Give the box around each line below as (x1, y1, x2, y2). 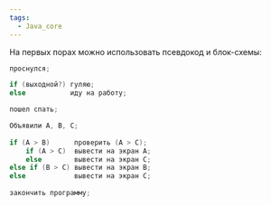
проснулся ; (9, 64, 51, 73)
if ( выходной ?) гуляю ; (9, 80, 95, 89)
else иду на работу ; (9, 89, 127, 98)
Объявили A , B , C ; (9, 121, 79, 130)
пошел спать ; (9, 105, 59, 114)
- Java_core (17, 22, 63, 31)
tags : (9, 13, 30, 23)
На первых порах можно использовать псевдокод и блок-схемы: (9, 46, 262, 57)
